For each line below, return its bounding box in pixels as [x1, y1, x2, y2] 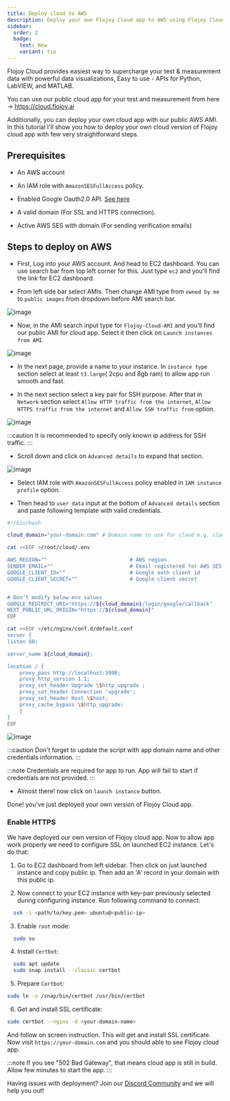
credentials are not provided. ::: [7, 774, 96, 782]
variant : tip [19, 49, 57, 56]
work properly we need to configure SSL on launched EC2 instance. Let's [7, 840, 214, 849]
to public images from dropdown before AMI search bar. [16, 294, 177, 302]
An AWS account [16, 168, 65, 176]
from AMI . [16, 335, 44, 343]
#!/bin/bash [7, 519, 41, 527]
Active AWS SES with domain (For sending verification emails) [16, 221, 192, 230]
